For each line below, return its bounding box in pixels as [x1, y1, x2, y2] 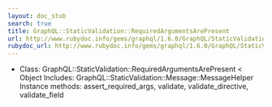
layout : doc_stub [7, 11, 67, 20]
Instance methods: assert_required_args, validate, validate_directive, [19, 82, 249, 92]
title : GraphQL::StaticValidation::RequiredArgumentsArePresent [7, 27, 230, 35]
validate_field [19, 90, 64, 100]
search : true [7, 19, 52, 28]
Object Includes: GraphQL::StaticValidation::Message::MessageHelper [19, 73, 253, 83]
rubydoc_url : [7, 42, 52, 50]
